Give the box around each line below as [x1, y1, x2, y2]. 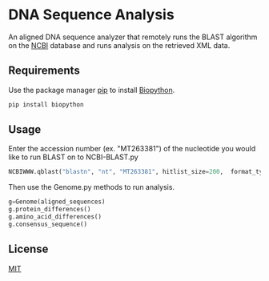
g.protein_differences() [8, 206, 91, 214]
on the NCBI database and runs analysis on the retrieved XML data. [8, 40, 231, 50]
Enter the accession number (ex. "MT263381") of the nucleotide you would [8, 144, 256, 154]
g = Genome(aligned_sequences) [8, 198, 106, 206]
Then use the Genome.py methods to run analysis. [8, 183, 175, 192]
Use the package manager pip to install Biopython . [8, 85, 175, 94]
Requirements [8, 64, 80, 78]
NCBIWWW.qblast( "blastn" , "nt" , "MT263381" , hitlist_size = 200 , [8, 168, 224, 176]
